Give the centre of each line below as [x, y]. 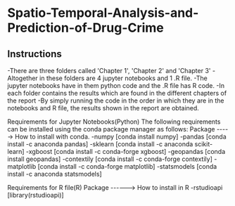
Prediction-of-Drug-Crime [85, 28]
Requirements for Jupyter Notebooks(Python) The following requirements [114, 122]
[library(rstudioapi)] [36, 195]
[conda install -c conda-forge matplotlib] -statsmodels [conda [127, 166]
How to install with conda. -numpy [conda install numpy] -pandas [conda [121, 136]
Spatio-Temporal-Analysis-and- [103, 13]
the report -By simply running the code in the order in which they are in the [116, 101]
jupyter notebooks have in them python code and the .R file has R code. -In [116, 85]
